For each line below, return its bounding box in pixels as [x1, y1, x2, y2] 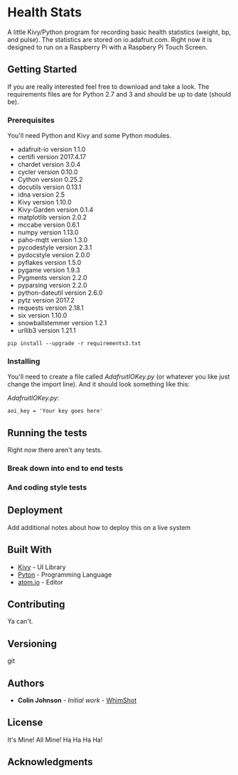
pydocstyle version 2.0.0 [17, 251, 90, 259]
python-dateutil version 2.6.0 [17, 288, 103, 297]
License [7, 717, 43, 729]
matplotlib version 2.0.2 [17, 213, 87, 222]
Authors [7, 677, 45, 689]
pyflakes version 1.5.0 [17, 259, 82, 267]
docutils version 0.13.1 [17, 183, 82, 192]
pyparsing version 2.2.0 [17, 281, 87, 290]
